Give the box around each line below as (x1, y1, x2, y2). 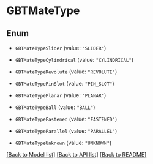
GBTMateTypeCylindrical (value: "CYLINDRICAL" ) (15, 56, 133, 63)
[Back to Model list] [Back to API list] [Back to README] (6, 151, 147, 158)
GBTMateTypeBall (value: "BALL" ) (15, 103, 95, 111)
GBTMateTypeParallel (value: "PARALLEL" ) (15, 127, 118, 135)
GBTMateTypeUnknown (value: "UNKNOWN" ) (15, 139, 112, 146)
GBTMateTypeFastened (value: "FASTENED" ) (15, 116, 118, 122)
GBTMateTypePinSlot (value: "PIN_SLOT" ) (15, 80, 114, 87)
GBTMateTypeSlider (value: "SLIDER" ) (15, 44, 106, 51)
